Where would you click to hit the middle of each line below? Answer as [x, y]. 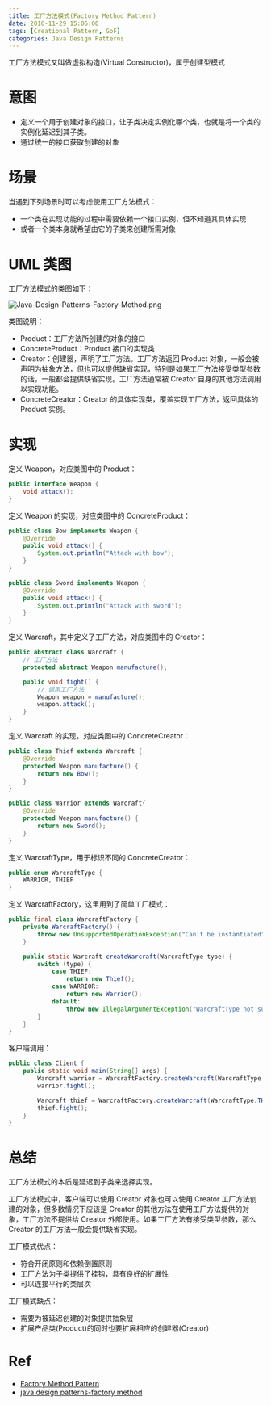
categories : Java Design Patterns [67, 38]
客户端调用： [29, 1048]
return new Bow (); [68, 774]
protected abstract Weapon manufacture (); [95, 667]
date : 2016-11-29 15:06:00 [54, 23]
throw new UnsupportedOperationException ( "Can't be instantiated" [151, 934]
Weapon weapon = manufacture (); [92, 697]
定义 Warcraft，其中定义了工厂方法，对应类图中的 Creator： [108, 637]
